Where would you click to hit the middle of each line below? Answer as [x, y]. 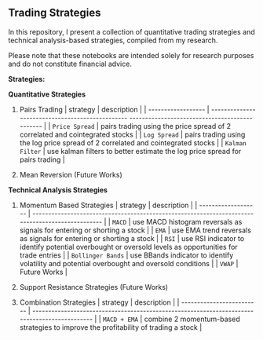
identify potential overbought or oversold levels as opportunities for [128, 247]
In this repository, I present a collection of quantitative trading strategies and [131, 31]
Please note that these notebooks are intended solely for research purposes [131, 55]
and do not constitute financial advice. [70, 64]
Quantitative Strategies [47, 94]
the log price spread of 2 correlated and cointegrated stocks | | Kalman [133, 143]
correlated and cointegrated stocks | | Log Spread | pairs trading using [132, 134]
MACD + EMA [121, 320]
